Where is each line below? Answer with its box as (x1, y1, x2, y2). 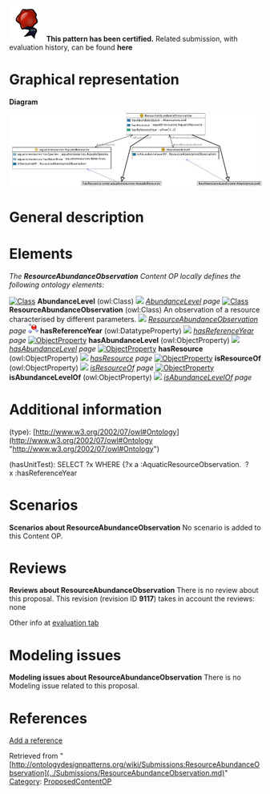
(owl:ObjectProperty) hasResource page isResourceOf (9, 353, 261, 363)
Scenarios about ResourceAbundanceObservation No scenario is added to (9, 522, 261, 532)
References (9, 709, 87, 727)
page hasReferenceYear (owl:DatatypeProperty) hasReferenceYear (9, 325, 255, 335)
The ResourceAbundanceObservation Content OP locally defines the (9, 271, 241, 280)
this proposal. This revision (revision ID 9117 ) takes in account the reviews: (9, 594, 255, 603)
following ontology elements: (9, 280, 105, 289)
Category (9, 776, 41, 787)
